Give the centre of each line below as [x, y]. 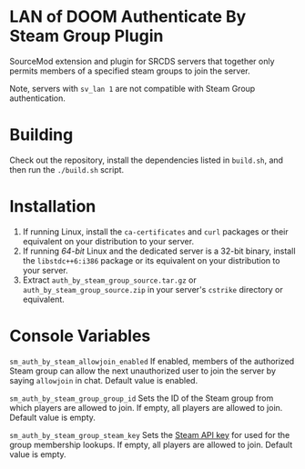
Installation [53, 207]
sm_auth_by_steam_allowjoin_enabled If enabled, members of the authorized [152, 361]
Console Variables [80, 336]
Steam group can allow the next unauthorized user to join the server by [142, 371]
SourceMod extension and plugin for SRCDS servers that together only [142, 61]
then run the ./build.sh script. [67, 169]
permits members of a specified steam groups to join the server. [130, 71]
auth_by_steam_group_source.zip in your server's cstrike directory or [153, 289]
